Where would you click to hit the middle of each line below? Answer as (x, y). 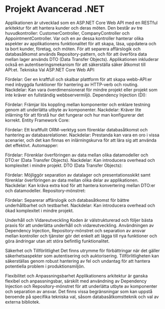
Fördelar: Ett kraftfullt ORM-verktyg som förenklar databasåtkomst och (77, 129)
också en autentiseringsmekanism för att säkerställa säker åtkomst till (75, 64)
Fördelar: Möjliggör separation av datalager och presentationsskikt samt (78, 175)
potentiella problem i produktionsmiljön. (45, 266)
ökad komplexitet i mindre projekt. (40, 211)
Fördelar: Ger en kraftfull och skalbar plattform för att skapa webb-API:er (79, 79)
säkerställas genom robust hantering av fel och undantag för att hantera (78, 261)
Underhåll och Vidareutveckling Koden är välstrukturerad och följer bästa (79, 220)
